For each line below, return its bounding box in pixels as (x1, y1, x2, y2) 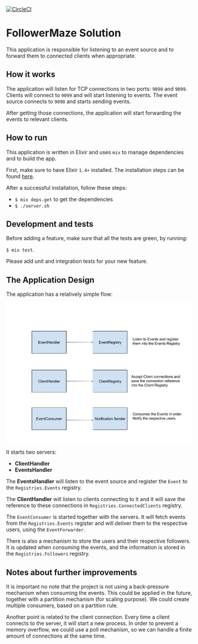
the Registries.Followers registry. (6, 550, 90, 557)
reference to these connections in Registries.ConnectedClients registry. (6, 502, 183, 509)
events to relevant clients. (6, 116, 69, 123)
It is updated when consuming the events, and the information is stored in (6, 544, 186, 551)
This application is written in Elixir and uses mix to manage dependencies (6, 148, 184, 155)
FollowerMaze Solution (6, 27, 121, 40)
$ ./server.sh (14, 203, 50, 209)
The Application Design (6, 275, 95, 285)
